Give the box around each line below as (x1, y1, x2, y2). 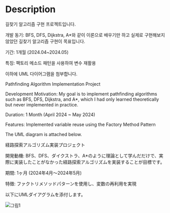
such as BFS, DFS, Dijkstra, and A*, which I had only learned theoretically (5, 96, 159, 102)
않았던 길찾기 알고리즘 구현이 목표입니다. (5, 38, 85, 44)
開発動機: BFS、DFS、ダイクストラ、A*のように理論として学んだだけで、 (5, 152, 159, 158)
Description (5, 4, 56, 15)
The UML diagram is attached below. (5, 131, 82, 137)
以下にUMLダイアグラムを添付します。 (5, 191, 86, 197)
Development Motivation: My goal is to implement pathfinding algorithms (5, 91, 157, 97)
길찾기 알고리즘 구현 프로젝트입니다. (5, 21, 76, 27)
